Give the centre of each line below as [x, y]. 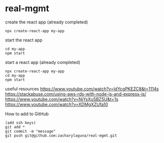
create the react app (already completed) [47, 22]
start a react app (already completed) [43, 62]
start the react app [24, 40]
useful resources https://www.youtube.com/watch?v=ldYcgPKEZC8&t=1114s [82, 89]
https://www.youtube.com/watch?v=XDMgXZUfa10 [57, 104]
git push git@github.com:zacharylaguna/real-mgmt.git [61, 135]
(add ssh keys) [21, 123]
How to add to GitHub [27, 114]
